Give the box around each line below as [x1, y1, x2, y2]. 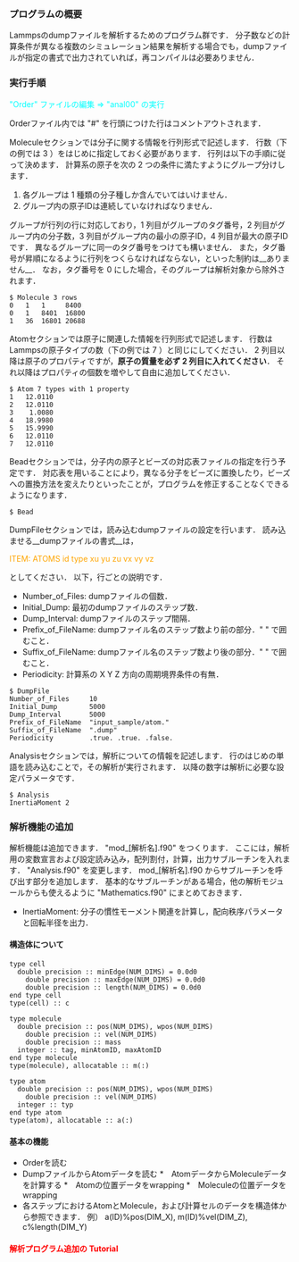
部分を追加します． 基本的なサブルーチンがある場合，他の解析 [32, 875, 262, 886]
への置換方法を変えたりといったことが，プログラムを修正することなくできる [9, 478, 290, 489]
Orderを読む [21, 1158, 68, 1168]
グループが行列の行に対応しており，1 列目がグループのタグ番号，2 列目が [9, 219, 278, 230]
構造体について [9, 940, 64, 950]
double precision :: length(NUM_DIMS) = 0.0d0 [25, 983, 202, 992]
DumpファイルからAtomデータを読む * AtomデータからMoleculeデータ [21, 1168, 287, 1180]
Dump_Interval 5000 [9, 710, 105, 719]
